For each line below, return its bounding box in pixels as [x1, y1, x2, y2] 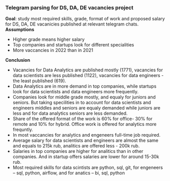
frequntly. [12, 126, 33, 133]
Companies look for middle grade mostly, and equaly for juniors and [12, 94, 156, 100]
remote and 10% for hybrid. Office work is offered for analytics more [12, 121, 157, 127]
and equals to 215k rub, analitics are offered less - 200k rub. [12, 143, 140, 149]
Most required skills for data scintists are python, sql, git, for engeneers [12, 165, 163, 171]
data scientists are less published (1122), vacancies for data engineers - [12, 72, 164, 79]
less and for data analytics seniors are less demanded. [12, 110, 128, 116]
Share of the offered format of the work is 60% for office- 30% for [12, 116, 153, 122]
